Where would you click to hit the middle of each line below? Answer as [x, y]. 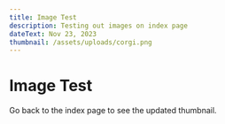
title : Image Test [43, 17]
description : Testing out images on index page [99, 26]
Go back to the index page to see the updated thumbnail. [113, 111]
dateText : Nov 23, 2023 [53, 34]
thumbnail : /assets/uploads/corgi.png [81, 42]
